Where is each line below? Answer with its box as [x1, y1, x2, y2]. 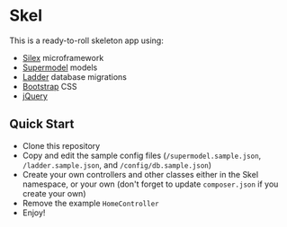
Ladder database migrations [22, 71, 128, 82]
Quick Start [9, 117, 75, 132]
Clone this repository [22, 140, 101, 151]
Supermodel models [22, 62, 98, 73]
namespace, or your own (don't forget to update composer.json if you [22, 179, 279, 189]
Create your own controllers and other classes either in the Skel [22, 169, 259, 179]
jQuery [22, 91, 48, 101]
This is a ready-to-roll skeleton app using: [9, 35, 164, 46]
